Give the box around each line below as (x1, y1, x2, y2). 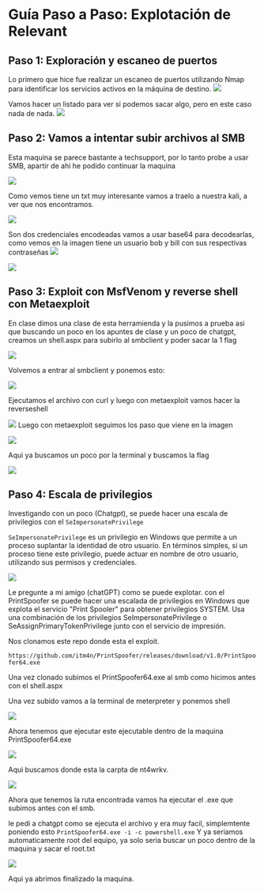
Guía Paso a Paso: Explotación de (8, 6, 232, 24)
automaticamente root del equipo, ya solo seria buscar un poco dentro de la (8, 836, 255, 845)
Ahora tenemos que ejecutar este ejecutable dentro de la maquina (8, 727, 224, 736)
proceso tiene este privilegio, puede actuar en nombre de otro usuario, (8, 549, 239, 558)
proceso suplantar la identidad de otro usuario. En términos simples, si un (8, 541, 248, 551)
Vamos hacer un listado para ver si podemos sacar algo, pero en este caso (8, 100, 252, 108)
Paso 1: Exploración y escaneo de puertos (8, 54, 218, 67)
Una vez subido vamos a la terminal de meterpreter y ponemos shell (8, 697, 231, 706)
